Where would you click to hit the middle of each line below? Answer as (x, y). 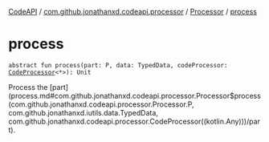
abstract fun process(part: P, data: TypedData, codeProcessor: (118, 65)
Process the (28, 87)
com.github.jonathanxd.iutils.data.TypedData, (84, 112)
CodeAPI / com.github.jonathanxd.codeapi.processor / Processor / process (132, 12)
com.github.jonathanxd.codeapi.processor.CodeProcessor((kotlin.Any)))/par (134, 121)
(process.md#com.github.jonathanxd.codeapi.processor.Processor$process (134, 95)
